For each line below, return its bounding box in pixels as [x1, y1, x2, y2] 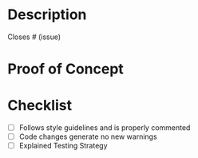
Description [7, 6, 87, 24]
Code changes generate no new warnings [18, 132, 157, 141]
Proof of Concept [7, 60, 125, 78]
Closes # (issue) [7, 32, 61, 41]
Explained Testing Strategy [18, 141, 109, 151]
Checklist [7, 97, 73, 115]
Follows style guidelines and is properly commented [18, 123, 191, 132]
